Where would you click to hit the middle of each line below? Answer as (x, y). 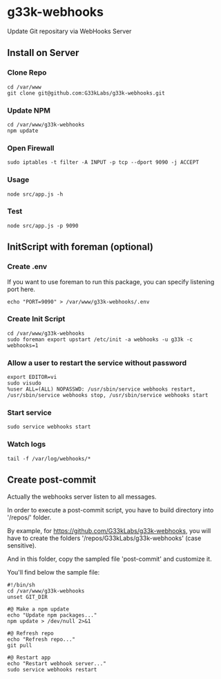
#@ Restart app (29, 658)
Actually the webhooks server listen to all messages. (82, 496)
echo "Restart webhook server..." (57, 663)
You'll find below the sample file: (54, 572)
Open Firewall (31, 148)
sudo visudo (24, 383)
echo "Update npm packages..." (52, 615)
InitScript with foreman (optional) (80, 247)
